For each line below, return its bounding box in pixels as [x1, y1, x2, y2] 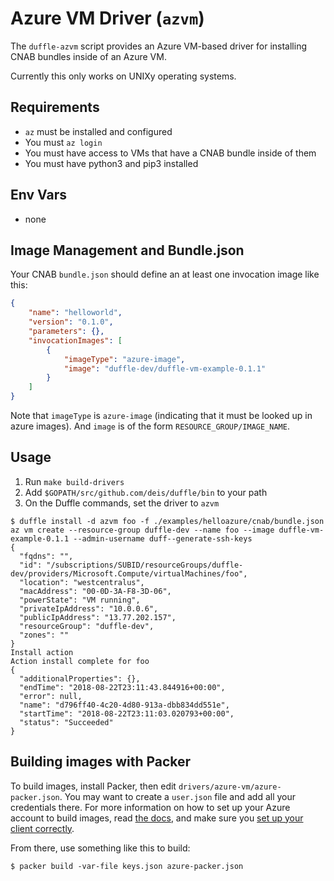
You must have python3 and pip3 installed [24, 157, 199, 169]
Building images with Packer [10, 753, 192, 771]
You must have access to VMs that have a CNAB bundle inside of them [24, 147, 317, 159]
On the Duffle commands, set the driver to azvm [24, 497, 220, 509]
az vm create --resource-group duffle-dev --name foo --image [10, 525, 275, 535]
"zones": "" [19, 630, 70, 640]
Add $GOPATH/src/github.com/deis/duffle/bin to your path [24, 486, 268, 498]
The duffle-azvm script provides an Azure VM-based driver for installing [10, 40, 307, 52]
